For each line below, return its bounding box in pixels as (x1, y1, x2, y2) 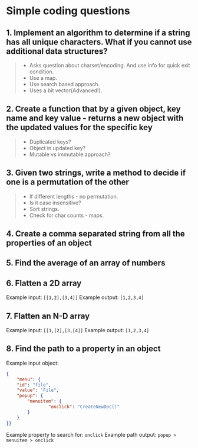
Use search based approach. (29, 81, 100, 87)
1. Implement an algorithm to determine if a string (6, 28, 190, 38)
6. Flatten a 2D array (6, 278, 82, 288)
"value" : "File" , (16, 387, 60, 394)
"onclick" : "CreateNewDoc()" (48, 404, 120, 410)
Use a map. (29, 74, 58, 81)
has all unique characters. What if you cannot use (6, 37, 192, 47)
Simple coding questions (6, 4, 131, 18)
